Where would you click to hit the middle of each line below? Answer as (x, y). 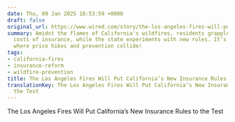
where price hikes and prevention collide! (78, 46)
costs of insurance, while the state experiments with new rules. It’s (120, 40)
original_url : (28, 26)
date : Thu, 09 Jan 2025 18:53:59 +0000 (65, 14)
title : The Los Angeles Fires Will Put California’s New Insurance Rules (117, 78)
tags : (15, 53)
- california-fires (36, 59)
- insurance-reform (36, 66)
